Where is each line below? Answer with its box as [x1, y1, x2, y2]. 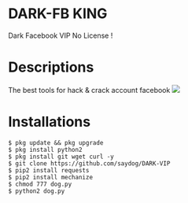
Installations [8, 113, 91, 131]
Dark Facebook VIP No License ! [8, 31, 113, 40]
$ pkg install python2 [8, 146, 83, 153]
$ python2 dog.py [8, 186, 65, 195]
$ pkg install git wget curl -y [8, 153, 114, 161]
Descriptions [8, 58, 94, 76]
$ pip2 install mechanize [8, 173, 93, 181]
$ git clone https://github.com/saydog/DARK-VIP [8, 159, 171, 168]
